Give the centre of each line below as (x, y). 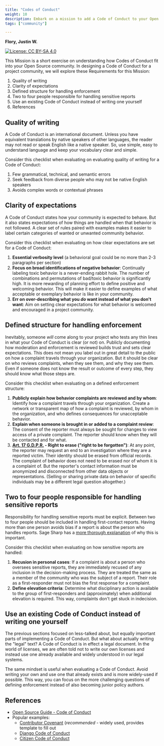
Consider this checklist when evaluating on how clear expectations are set (80, 242)
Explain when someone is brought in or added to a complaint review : (83, 424)
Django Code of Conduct (45, 733)
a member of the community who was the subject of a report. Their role (84, 578)
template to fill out (38, 728)
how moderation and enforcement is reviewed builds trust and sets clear (78, 347)
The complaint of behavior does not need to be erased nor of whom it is (85, 460)
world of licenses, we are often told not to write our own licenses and (75, 649)
